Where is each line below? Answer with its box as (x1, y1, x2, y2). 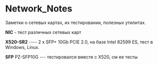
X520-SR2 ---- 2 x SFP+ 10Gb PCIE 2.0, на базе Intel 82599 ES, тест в (5, 38, 153, 45)
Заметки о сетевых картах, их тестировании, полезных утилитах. (5, 19, 146, 25)
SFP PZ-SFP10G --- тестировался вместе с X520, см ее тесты (5, 53, 138, 60)
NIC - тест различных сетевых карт (5, 29, 82, 35)
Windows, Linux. (5, 44, 40, 50)
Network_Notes (5, 3, 72, 14)
